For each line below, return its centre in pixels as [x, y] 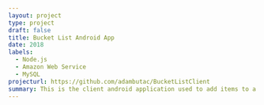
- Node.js [31, 60]
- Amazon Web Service [51, 67]
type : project [32, 23]
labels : [21, 52]
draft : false [30, 30]
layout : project [35, 15]
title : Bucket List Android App [61, 37]
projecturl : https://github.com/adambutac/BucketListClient [109, 81]
